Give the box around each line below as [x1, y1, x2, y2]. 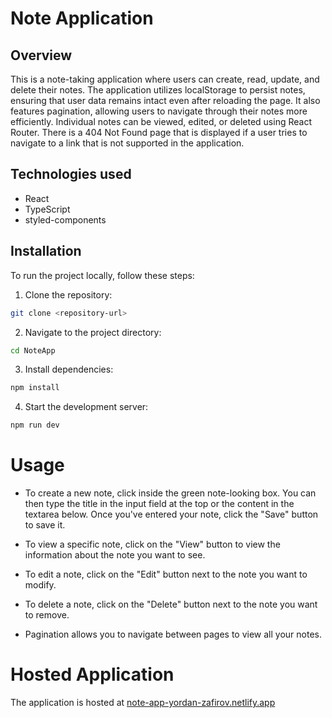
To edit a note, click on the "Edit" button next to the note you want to [24, 568, 308, 581]
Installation [10, 243, 82, 260]
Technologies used [10, 166, 132, 183]
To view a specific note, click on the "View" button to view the [24, 538, 281, 551]
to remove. [24, 609, 70, 621]
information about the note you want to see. [24, 549, 206, 561]
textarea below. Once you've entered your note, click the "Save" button [24, 508, 319, 521]
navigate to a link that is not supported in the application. [10, 137, 245, 149]
